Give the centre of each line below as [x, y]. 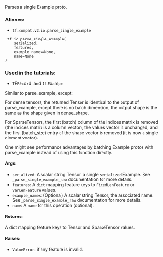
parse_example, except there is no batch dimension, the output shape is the [81, 107]
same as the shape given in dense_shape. [47, 113]
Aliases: [15, 20]
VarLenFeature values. [34, 190]
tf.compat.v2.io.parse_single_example [51, 31]
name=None [24, 56]
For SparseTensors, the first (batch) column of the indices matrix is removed [82, 122]
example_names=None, [35, 52]
